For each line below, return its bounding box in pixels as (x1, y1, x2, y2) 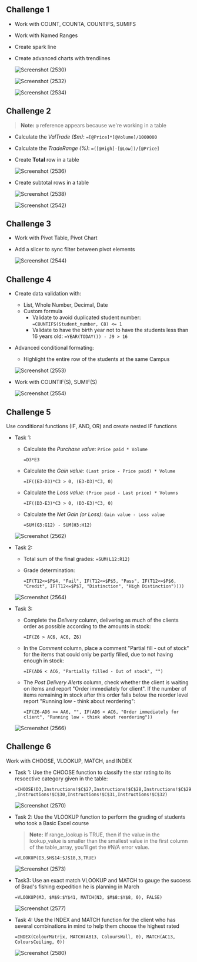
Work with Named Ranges (14, 32, 78, 39)
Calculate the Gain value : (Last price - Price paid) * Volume (23, 467, 176, 474)
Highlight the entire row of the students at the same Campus (23, 356, 170, 363)
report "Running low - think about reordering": (23, 698, 135, 705)
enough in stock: (23, 657, 65, 664)
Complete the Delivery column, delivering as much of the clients (23, 616, 179, 624)
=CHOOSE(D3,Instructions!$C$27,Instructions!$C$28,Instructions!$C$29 (14, 786, 192, 792)
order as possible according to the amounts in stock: (23, 623, 151, 630)
